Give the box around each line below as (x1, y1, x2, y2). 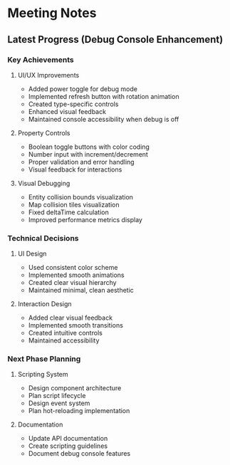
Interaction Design (17, 300, 73, 308)
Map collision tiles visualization (28, 200, 120, 209)
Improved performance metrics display (28, 215, 142, 224)
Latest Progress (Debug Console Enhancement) (7, 33, 224, 46)
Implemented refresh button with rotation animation (28, 92, 179, 100)
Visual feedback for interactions (28, 165, 122, 174)
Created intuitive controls (28, 329, 103, 338)
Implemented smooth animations (28, 271, 125, 279)
